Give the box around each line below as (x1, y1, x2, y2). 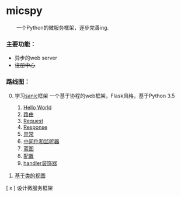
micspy (6, 4, 43, 17)
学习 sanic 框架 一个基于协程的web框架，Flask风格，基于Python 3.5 (14, 92, 175, 99)
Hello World (23, 104, 52, 111)
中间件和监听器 (23, 138, 60, 145)
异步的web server (14, 54, 57, 62)
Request (23, 117, 44, 124)
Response (23, 124, 48, 131)
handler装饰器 (23, 159, 57, 167)
